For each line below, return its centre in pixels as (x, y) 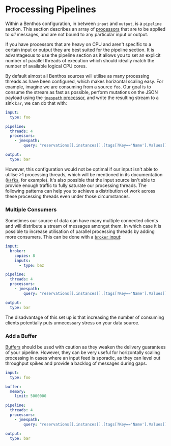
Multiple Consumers (31, 209)
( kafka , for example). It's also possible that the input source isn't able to (80, 180)
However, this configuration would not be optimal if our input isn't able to (82, 169)
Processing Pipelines (51, 9)
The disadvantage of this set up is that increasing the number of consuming (85, 317)
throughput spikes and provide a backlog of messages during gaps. (76, 363)
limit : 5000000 (31, 396)
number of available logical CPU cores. (46, 66)
